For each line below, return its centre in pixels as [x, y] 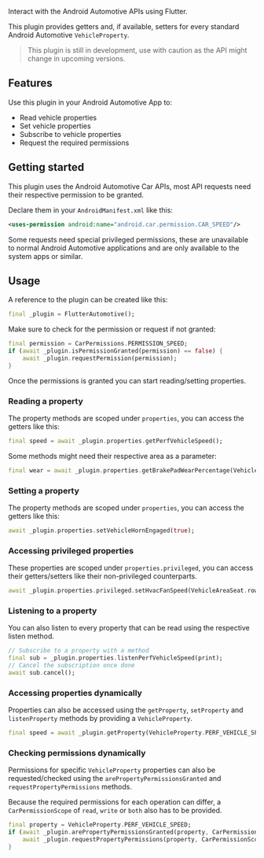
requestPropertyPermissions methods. [70, 787]
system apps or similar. [46, 256]
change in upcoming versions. [76, 59]
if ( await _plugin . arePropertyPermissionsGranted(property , [109, 832]
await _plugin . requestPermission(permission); [100, 358]
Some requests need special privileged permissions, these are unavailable [128, 239]
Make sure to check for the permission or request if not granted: [112, 329]
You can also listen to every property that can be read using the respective [129, 628]
